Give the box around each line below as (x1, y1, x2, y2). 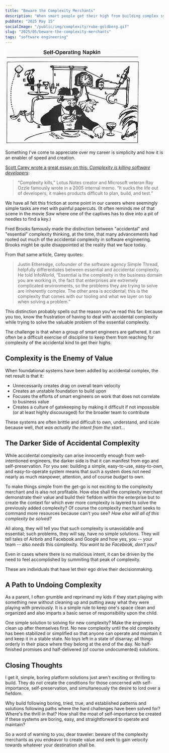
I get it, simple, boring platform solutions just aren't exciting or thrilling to (5, 675, 155, 681)
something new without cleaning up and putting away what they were (5, 599, 149, 606)
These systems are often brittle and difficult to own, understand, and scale (5, 419, 160, 425)
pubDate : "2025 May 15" (5, 19, 55, 24)
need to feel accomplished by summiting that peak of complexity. (5, 556, 141, 562)
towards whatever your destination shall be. (5, 742, 96, 748)
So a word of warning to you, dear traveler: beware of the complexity (5, 731, 148, 737)
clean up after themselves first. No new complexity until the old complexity (5, 625, 160, 631)
